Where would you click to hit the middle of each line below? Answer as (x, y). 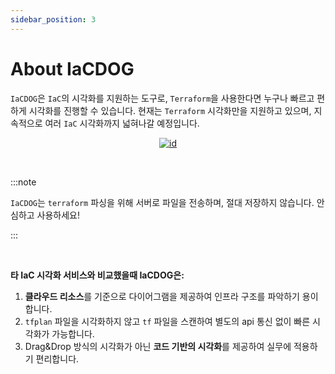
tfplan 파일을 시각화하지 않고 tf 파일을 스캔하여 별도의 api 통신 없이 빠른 (167, 321)
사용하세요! (58, 215)
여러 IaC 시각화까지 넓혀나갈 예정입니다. (122, 123)
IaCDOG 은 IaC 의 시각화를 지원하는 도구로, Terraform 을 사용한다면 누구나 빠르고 (162, 98)
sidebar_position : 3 (53, 19)
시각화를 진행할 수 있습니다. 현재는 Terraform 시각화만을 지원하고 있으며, (170, 110)
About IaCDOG (72, 68)
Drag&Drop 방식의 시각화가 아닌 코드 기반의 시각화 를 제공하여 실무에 (158, 346)
